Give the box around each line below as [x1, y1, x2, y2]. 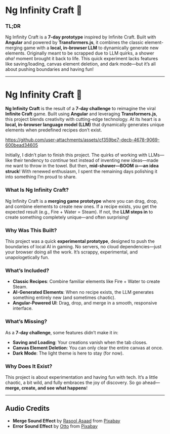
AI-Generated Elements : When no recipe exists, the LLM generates [12, 289, 154, 295]
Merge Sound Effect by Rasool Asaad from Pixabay [12, 417, 120, 424]
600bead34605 [5, 142, 38, 148]
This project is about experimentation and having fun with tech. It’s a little [5, 374, 158, 380]
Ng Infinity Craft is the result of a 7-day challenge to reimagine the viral [5, 106, 156, 112]
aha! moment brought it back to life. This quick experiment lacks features [5, 56, 158, 62]
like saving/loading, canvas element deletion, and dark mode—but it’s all [5, 61, 156, 67]
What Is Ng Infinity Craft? [5, 187, 69, 194]
